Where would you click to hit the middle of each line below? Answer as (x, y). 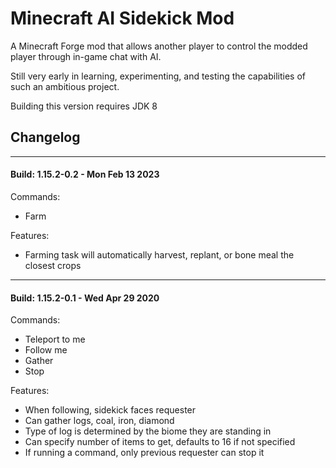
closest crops (53, 265)
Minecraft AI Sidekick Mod (122, 18)
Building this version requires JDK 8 (84, 106)
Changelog (45, 137)
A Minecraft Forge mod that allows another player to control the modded (159, 46)
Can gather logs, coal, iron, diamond (99, 421)
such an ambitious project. (65, 86)
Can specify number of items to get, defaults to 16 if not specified (160, 442)
